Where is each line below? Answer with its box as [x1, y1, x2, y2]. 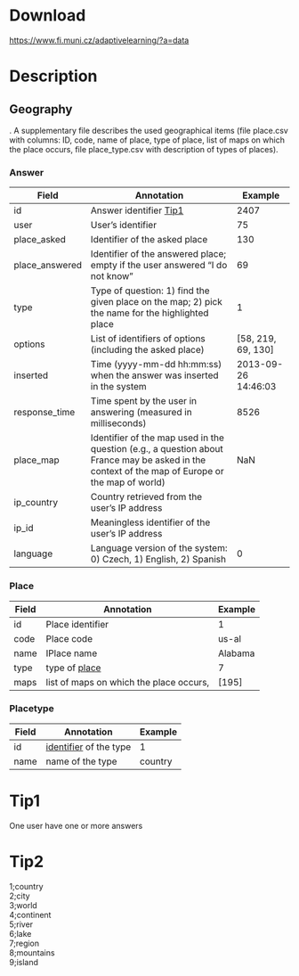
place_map [13, 454, 60, 466]
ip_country [13, 496, 59, 509]
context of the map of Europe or [90, 465, 224, 478]
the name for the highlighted [90, 307, 209, 319]
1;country [9, 881, 44, 891]
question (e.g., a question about [90, 443, 224, 455]
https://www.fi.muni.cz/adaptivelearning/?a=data [9, 35, 190, 45]
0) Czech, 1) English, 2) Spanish [90, 554, 227, 566]
